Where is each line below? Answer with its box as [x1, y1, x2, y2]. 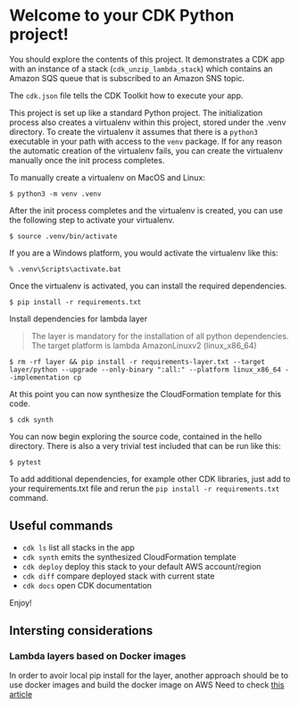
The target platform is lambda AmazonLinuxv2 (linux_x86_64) [30, 340, 257, 351]
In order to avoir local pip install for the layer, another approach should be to [9, 671, 288, 681]
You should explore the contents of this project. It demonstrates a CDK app [9, 54, 286, 64]
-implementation [9, 372, 70, 382]
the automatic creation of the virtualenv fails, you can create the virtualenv [9, 145, 284, 156]
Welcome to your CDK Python [9, 5, 235, 26]
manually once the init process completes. [9, 154, 165, 165]
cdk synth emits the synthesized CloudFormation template [21, 551, 237, 562]
